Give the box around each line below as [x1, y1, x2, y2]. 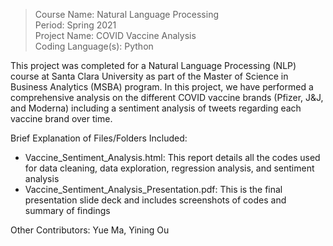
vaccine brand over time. [10, 113, 113, 124]
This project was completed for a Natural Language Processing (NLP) [10, 60, 297, 71]
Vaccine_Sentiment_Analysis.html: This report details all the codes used [24, 152, 321, 163]
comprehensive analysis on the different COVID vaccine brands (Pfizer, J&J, [10, 92, 324, 103]
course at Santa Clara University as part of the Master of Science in [10, 70, 289, 82]
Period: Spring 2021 [34, 19, 117, 31]
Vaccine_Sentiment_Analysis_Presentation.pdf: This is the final [24, 184, 283, 195]
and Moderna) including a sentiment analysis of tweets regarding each [10, 102, 302, 114]
